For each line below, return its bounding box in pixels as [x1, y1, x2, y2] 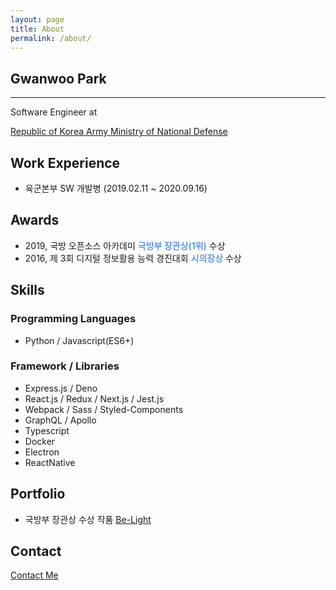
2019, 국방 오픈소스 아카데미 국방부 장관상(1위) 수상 [24, 239, 226, 251]
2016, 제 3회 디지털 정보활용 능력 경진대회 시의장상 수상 [24, 252, 242, 264]
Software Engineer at [10, 106, 98, 118]
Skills [10, 282, 45, 299]
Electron [24, 446, 60, 458]
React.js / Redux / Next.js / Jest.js [24, 392, 165, 405]
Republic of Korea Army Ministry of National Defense [10, 126, 228, 138]
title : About [10, 24, 65, 34]
